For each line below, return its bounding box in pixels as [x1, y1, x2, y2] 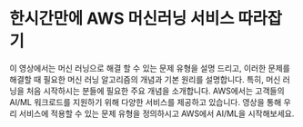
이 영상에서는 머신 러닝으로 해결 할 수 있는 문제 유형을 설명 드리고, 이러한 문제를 [9, 63, 291, 73]
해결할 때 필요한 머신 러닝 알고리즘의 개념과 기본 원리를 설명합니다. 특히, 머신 [9, 73, 281, 84]
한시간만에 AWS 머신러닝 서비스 [9, 8, 235, 29]
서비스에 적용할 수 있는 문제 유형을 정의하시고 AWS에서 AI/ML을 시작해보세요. [18, 108, 295, 119]
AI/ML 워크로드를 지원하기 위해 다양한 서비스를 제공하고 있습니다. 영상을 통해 [9, 96, 282, 107]
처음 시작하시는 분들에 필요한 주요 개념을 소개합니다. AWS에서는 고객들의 [25, 85, 285, 96]
